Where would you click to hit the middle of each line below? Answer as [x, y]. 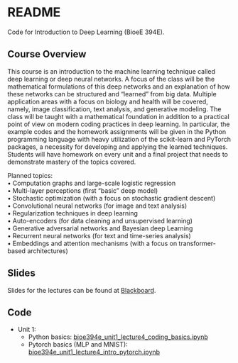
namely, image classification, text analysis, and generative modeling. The [114, 109]
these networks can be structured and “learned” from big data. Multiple [112, 94]
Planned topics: [30, 175]
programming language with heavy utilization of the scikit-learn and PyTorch [119, 139]
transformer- [198, 243]
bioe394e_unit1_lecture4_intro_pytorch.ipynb [94, 352]
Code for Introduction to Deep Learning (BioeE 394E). [86, 32]
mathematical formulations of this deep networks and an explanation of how [119, 86]
